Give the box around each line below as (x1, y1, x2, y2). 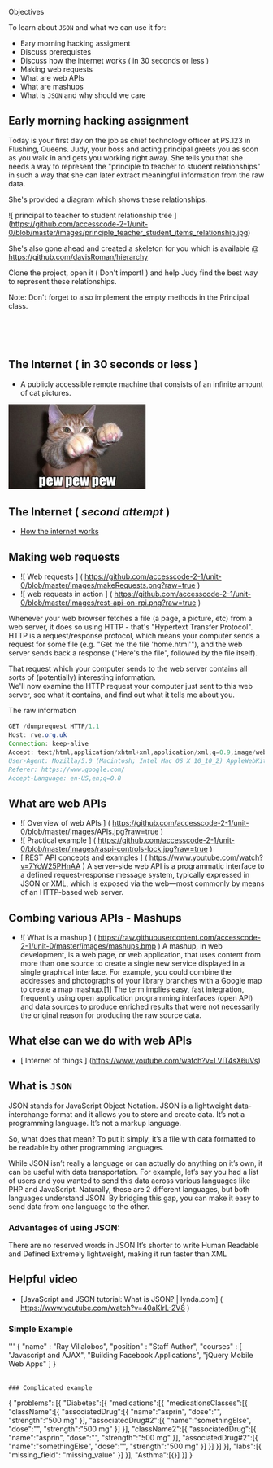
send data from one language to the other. (8, 1201, 150, 1212)
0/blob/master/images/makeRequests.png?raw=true (19, 581, 196, 590)
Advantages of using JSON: (8, 1221, 120, 1233)
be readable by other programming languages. (8, 1142, 164, 1152)
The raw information (8, 706, 77, 716)
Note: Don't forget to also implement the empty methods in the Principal (8, 292, 249, 302)
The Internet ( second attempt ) (8, 505, 171, 519)
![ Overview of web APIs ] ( (19, 818, 111, 828)
